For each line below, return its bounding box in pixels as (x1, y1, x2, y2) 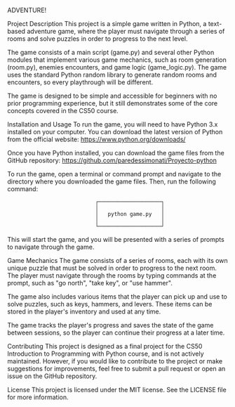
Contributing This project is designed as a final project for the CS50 (7, 342, 203, 350)
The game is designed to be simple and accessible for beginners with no (7, 91, 217, 100)
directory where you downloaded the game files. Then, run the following (7, 177, 216, 186)
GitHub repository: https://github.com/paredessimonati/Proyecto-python (7, 156, 217, 164)
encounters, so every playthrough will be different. (7, 78, 154, 86)
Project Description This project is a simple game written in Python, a (7, 20, 207, 27)
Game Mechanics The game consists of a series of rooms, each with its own (7, 257, 228, 264)
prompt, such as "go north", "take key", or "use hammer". (7, 279, 173, 287)
